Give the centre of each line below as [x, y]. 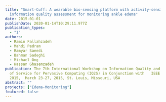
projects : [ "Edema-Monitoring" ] [38, 87]
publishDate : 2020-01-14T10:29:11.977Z [46, 23]
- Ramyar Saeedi [26, 51]
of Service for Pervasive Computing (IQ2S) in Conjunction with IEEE [85, 74]
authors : [14, 37]
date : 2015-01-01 [23, 19]
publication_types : [25, 28]
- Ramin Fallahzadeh [31, 42]
